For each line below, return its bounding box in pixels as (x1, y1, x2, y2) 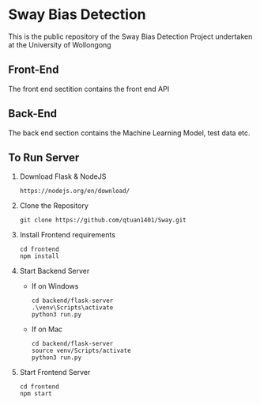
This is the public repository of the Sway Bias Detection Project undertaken (8, 32, 253, 41)
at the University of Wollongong (8, 40, 112, 49)
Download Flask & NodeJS (19, 172, 107, 181)
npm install (19, 252, 59, 260)
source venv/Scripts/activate (31, 346, 132, 355)
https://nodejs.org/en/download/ (19, 187, 130, 195)
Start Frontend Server (19, 368, 91, 377)
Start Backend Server (19, 267, 90, 276)
